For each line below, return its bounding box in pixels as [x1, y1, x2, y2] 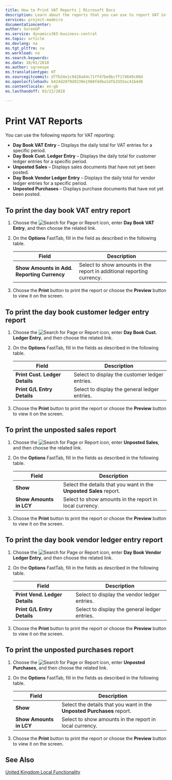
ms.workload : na [5, 50, 40, 55]
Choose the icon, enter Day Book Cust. [12, 329, 157, 336]
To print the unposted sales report [5, 425, 117, 434]
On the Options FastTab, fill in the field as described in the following [12, 235, 157, 241]
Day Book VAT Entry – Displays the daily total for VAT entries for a [12, 142, 153, 148]
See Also [5, 755, 34, 764]
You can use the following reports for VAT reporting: [5, 132, 115, 139]
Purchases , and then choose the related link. [12, 665, 108, 671]
